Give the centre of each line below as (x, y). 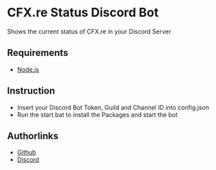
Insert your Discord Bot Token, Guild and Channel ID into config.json (113, 107)
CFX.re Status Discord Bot (83, 13)
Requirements (38, 53)
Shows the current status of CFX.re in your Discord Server (89, 31)
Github (26, 152)
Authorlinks (33, 136)
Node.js (28, 69)
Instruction (31, 91)
